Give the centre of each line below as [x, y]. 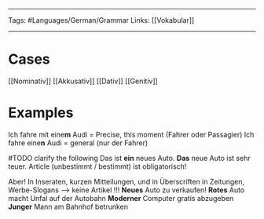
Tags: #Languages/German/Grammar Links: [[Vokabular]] [101, 20]
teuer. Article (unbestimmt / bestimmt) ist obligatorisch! [97, 166]
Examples [41, 113]
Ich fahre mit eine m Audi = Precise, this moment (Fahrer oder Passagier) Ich [131, 134]
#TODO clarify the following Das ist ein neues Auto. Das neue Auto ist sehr [129, 158]
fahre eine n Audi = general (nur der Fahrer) [78, 143]
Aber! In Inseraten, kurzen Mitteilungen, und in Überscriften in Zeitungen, [126, 181]
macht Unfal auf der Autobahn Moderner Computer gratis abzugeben [121, 198]
